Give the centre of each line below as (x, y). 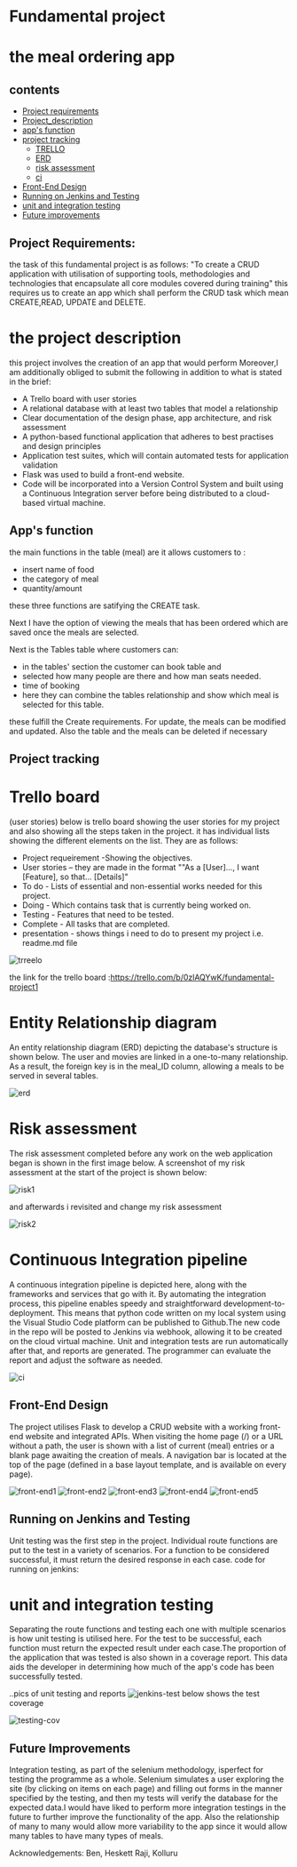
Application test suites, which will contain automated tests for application (155, 455)
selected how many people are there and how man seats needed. (141, 676)
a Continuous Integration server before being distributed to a (133, 493)
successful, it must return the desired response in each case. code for (137, 1559)
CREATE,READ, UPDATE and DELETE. (78, 302)
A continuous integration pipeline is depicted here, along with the (128, 1284)
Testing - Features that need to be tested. (98, 915)
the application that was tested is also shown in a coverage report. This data (148, 1658)
